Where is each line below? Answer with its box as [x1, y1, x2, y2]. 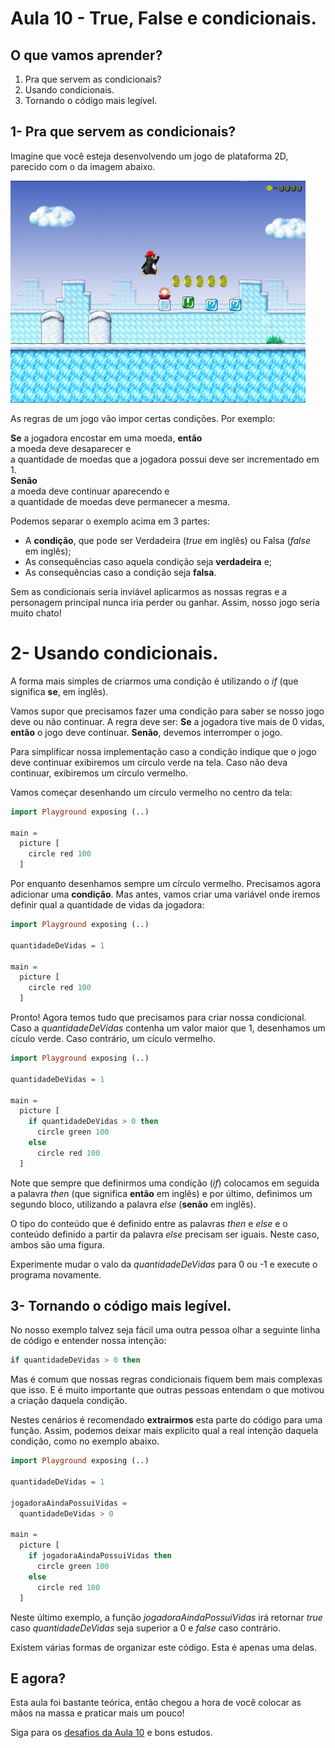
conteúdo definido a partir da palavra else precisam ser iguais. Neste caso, [10, 1228, 320, 1240]
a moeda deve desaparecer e [10, 442, 132, 454]
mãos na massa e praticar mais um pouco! [10, 1707, 185, 1719]
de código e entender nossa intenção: [10, 1335, 167, 1347]
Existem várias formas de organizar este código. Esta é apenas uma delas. [10, 1641, 317, 1653]
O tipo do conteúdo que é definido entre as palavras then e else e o [10, 1217, 288, 1229]
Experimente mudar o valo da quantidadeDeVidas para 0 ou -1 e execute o [10, 1258, 318, 1270]
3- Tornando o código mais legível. [10, 1298, 232, 1315]
